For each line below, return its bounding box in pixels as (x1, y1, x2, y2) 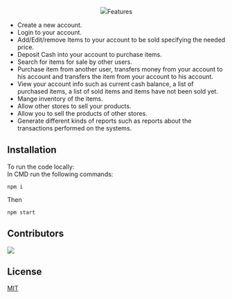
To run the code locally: (7, 162, 75, 171)
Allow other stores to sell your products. (17, 102, 132, 110)
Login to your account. (17, 28, 82, 36)
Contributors (7, 228, 64, 239)
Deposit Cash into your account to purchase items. (17, 51, 163, 58)
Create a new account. (17, 21, 82, 29)
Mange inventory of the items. (17, 94, 104, 103)
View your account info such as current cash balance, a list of (17, 80, 194, 88)
